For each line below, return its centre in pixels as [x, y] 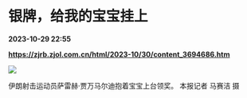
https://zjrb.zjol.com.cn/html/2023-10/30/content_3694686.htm [119, 54]
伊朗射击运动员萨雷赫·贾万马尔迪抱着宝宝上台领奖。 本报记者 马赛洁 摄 [124, 85]
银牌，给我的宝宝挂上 [78, 16]
